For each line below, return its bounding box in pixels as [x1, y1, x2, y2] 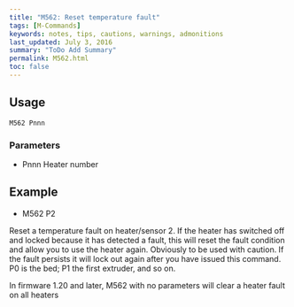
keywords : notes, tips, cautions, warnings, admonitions [9, 29, 224, 38]
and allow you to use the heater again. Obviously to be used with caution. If [9, 244, 284, 255]
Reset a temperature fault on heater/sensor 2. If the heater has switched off [9, 225, 285, 235]
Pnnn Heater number [21, 158, 99, 169]
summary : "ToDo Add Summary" [9, 46, 117, 55]
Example [9, 185, 58, 200]
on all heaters [9, 289, 59, 300]
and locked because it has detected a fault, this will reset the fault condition [9, 234, 285, 245]
